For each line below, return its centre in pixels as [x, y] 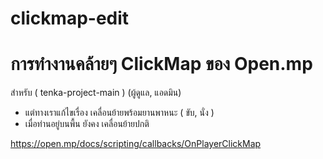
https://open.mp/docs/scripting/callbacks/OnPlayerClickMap [136, 144]
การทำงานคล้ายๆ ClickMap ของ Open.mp [161, 64]
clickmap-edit [70, 18]
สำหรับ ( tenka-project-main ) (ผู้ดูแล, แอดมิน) [96, 93]
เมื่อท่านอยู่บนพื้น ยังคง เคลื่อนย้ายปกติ [87, 124]
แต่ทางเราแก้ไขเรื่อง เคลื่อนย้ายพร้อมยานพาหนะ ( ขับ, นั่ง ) [119, 113]
